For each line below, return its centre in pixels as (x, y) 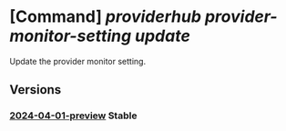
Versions (36, 90)
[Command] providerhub (106, 17)
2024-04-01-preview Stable (73, 116)
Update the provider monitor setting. (78, 61)
